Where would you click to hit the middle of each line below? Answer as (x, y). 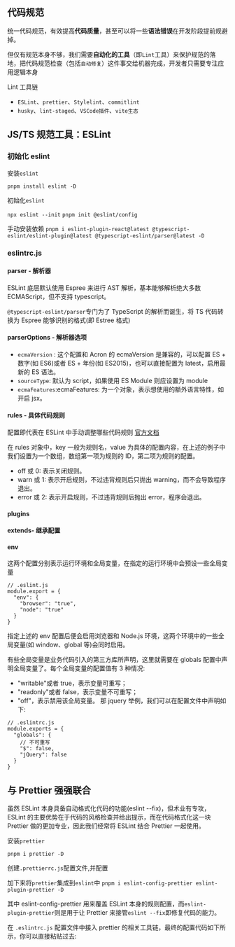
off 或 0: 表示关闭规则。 (51, 471)
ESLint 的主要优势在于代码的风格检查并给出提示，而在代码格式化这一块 (109, 817)
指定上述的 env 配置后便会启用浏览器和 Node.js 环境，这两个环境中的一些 (113, 636)
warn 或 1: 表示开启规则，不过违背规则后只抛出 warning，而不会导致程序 (121, 480)
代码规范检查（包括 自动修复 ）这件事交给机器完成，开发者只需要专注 (122, 63)
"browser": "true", (48, 604)
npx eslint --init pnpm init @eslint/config (72, 215)
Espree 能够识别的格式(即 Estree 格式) (76, 320)
